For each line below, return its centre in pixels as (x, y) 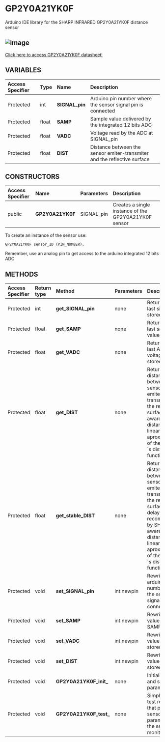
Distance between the (115, 147)
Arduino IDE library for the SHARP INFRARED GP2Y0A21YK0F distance (77, 22)
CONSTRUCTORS (32, 177)
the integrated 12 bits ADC (121, 125)
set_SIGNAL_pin (75, 591)
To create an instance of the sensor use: (46, 235)
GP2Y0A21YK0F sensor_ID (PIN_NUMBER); (45, 244)
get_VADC (68, 352)
